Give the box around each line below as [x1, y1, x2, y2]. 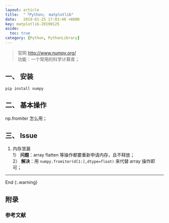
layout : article [5, 7, 39, 13]
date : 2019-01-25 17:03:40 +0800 [5, 17, 80, 22]
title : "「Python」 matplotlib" [5, 12, 74, 17]
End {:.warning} [5, 179, 38, 185]
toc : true [10, 31, 30, 36]
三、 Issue [5, 131, 38, 140]
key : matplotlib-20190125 [5, 21, 59, 27]
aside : [5, 26, 19, 31]
